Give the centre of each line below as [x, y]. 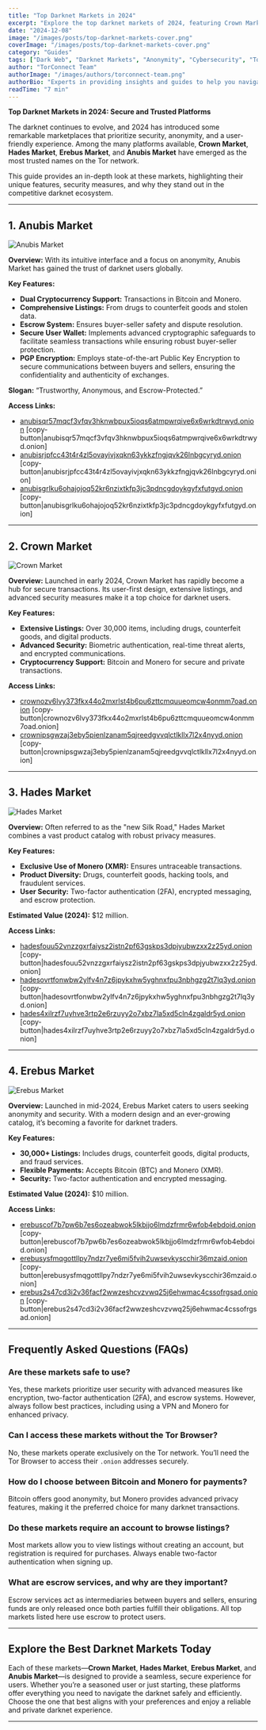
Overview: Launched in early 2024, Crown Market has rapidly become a [126, 581]
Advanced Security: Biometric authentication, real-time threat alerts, [132, 645]
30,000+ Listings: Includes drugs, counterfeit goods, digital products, [135, 1153]
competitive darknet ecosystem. [61, 193]
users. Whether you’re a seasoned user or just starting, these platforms [125, 1685]
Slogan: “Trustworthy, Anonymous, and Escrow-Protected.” [106, 390]
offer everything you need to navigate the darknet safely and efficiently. [125, 1694]
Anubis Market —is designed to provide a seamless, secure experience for [130, 1676]
